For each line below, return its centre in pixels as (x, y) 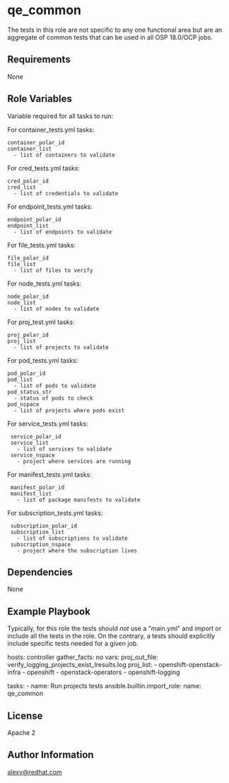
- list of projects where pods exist (69, 410)
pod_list (20, 379)
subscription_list (37, 532)
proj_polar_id (28, 335)
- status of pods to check (53, 398)
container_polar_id (36, 143)
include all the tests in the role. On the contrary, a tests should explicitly (111, 636)
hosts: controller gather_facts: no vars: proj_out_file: (83, 657)
